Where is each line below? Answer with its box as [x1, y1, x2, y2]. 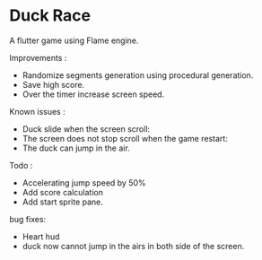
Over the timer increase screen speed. [22, 89, 165, 100]
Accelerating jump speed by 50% [22, 177, 146, 188]
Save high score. [22, 79, 85, 90]
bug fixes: [9, 213, 47, 224]
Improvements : [9, 52, 67, 63]
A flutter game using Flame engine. [9, 35, 139, 46]
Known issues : [9, 106, 65, 117]
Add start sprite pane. [22, 196, 103, 207]
